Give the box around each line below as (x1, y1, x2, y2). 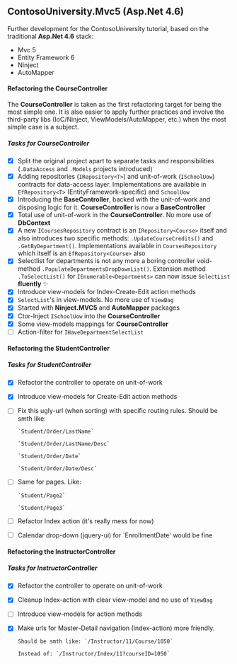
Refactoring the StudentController (7, 344, 110, 353)
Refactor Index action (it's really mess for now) (17, 516, 154, 525)
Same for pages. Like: (17, 477, 81, 487)
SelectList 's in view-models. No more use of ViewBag (17, 296, 174, 304)
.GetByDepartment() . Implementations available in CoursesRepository (17, 242, 217, 250)
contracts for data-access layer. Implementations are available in (17, 180, 207, 189)
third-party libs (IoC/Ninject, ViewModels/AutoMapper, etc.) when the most (7, 115, 226, 124)
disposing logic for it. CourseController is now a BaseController (17, 203, 206, 211)
